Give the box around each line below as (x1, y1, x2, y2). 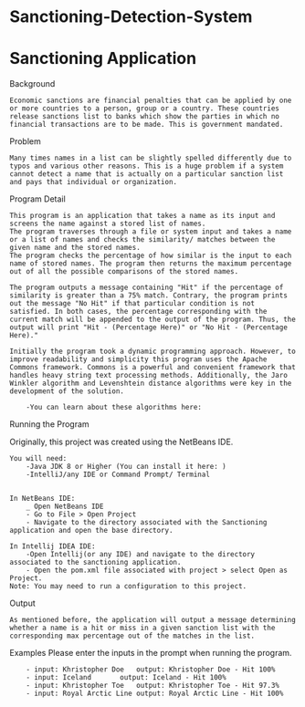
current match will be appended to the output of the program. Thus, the (9, 315, 297, 325)
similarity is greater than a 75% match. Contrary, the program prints (9, 291, 288, 300)
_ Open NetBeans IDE (26, 502, 104, 512)
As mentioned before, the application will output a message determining (9, 616, 297, 625)
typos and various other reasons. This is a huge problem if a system (9, 161, 284, 171)
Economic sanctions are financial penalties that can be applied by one (9, 96, 292, 106)
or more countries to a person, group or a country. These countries (9, 104, 280, 113)
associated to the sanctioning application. (9, 558, 182, 567)
